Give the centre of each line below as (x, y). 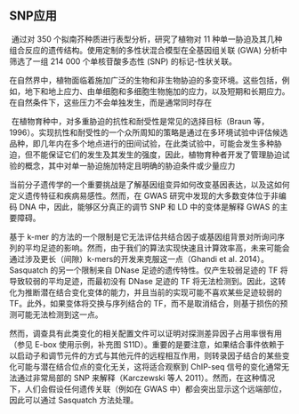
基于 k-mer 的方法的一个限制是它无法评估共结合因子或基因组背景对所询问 (143, 236)
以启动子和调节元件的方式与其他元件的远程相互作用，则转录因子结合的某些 (145, 355)
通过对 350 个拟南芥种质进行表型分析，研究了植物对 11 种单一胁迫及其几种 (147, 39)
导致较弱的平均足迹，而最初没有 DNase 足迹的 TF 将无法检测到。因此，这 (144, 281)
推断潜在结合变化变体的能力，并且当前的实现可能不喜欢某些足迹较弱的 (153, 292)
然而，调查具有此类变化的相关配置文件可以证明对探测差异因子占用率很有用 (145, 333)
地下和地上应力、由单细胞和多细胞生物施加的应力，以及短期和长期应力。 (157, 91)
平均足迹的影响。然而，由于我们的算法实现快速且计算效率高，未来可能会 (157, 248)
